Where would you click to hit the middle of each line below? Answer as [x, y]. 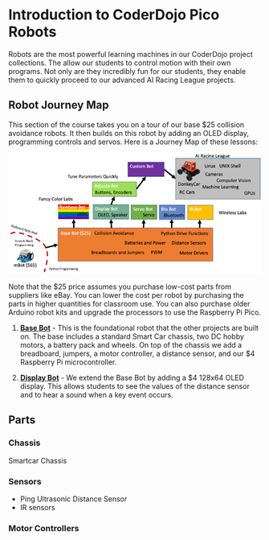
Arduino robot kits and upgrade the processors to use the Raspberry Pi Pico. [134, 312]
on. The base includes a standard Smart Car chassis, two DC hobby [132, 336]
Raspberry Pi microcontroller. [68, 362]
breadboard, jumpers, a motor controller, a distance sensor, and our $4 [137, 354]
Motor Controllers [44, 528]
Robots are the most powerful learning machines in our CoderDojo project [130, 54]
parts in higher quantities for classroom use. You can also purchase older [129, 304]
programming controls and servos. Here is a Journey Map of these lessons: [133, 142]
